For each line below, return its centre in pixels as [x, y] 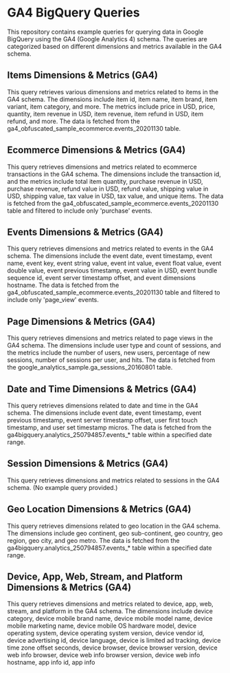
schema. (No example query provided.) [62, 487]
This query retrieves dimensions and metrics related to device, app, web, [111, 604]
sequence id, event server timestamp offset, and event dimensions [101, 278]
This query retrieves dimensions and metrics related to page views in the [110, 338]
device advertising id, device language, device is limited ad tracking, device [114, 641]
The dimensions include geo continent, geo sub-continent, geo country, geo [115, 533]
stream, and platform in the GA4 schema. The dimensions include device [110, 611]
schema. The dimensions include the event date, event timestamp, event [110, 256]
